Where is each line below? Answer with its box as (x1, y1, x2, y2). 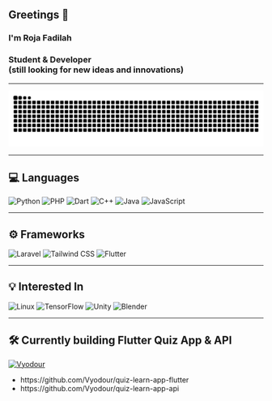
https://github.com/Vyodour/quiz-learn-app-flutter (19, 374, 189, 385)
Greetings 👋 (8, 8, 70, 22)
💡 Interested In (8, 280, 84, 294)
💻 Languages (8, 171, 79, 185)
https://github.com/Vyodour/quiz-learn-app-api (19, 383, 180, 393)
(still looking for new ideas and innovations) (8, 64, 185, 75)
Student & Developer (8, 54, 91, 66)
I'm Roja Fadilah (8, 32, 73, 44)
